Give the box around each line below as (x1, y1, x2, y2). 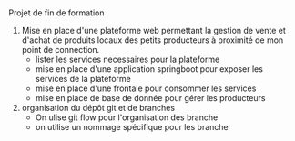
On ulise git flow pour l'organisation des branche (35, 112, 219, 123)
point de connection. (21, 45, 100, 55)
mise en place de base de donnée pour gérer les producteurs (35, 93, 266, 103)
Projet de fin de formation (8, 7, 105, 18)
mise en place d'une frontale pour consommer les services (35, 83, 257, 94)
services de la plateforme (35, 74, 131, 84)
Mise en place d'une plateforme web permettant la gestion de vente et (21, 25, 286, 35)
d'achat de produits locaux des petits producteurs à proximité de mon (21, 35, 284, 45)
